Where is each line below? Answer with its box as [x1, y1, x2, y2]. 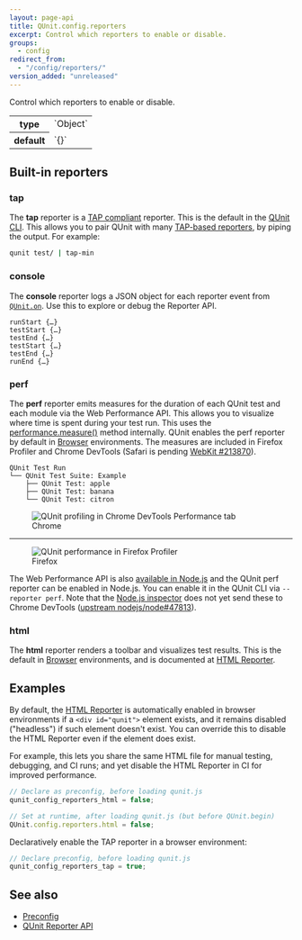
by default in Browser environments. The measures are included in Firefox [9, 436, 283, 447]
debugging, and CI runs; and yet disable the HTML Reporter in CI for [9, 760, 262, 771]
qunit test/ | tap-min [9, 249, 94, 258]
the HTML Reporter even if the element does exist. [9, 733, 196, 744]
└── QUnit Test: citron [25, 494, 115, 504]
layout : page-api [9, 13, 75, 23]
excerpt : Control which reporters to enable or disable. [9, 30, 227, 39]
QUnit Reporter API [22, 920, 93, 932]
